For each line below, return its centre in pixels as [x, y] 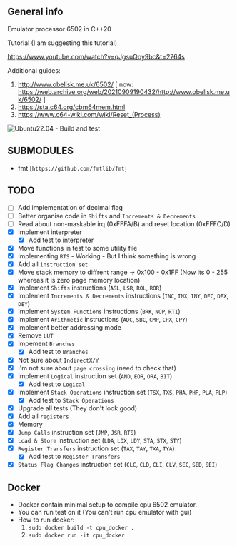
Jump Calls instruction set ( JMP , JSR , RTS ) [77, 433]
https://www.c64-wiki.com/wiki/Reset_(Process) [89, 114]
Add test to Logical [57, 384]
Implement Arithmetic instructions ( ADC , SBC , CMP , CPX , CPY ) [102, 320]
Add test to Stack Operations [71, 400]
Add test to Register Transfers [74, 457]
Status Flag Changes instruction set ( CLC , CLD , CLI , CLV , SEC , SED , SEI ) [117, 465]
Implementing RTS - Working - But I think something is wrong [107, 256]
